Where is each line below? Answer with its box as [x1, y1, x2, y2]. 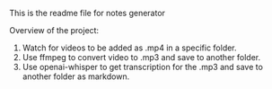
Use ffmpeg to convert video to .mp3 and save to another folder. [22, 52, 261, 62]
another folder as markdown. [22, 71, 130, 82]
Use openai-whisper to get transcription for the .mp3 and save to [22, 62, 263, 72]
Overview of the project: [9, 25, 100, 35]
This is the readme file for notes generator [9, 8, 166, 18]
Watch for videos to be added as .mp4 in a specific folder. [22, 42, 237, 53]
